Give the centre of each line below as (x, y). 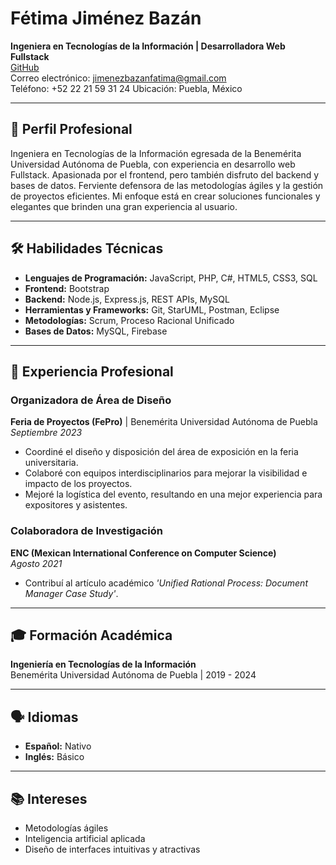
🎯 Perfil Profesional (71, 129)
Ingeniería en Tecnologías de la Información (103, 664)
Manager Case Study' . (71, 593)
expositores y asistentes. (76, 505)
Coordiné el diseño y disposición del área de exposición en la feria (161, 452)
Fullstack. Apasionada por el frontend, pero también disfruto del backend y (165, 174)
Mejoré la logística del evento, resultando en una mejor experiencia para (173, 494)
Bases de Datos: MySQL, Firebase (96, 331)
